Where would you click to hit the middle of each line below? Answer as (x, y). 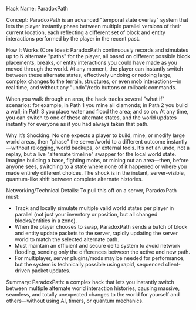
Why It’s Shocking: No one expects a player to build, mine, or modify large (95, 135)
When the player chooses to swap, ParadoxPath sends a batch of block (101, 227)
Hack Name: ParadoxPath (37, 9)
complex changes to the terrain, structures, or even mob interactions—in (94, 81)
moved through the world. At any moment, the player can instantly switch (94, 69)
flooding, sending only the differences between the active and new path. (102, 252)
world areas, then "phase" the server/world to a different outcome (86, 141)
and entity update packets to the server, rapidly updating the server (96, 233)
